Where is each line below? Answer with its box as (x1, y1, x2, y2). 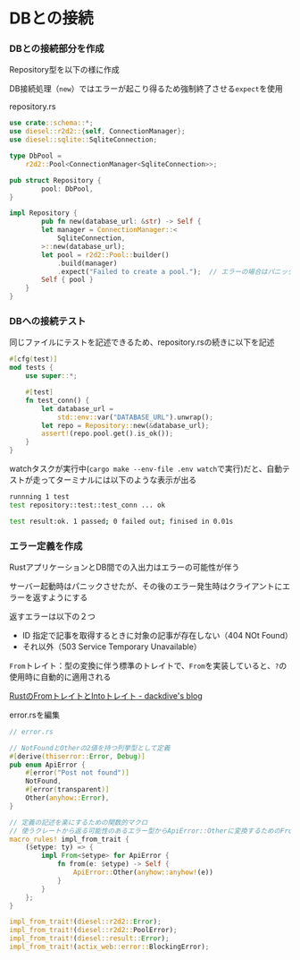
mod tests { (9, 364, 54, 373)
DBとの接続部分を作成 (9, 42, 104, 55)
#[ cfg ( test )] (9, 355, 58, 364)
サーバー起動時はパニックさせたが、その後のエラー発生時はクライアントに (9, 580, 283, 591)
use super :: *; (25, 372, 78, 381)
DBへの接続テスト (9, 315, 87, 328)
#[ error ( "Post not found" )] (25, 768, 129, 777)
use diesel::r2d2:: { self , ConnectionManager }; (9, 127, 186, 136)
